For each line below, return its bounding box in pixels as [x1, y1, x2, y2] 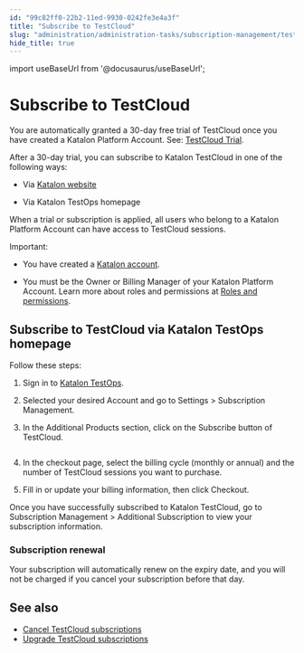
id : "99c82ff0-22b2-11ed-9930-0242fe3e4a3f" [9, 13, 180, 23]
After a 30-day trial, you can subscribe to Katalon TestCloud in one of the [9, 152, 283, 163]
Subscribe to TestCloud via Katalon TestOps [9, 322, 264, 337]
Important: [9, 241, 48, 252]
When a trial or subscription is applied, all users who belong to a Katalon [9, 214, 280, 225]
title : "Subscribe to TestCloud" [9, 22, 136, 31]
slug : [9, 30, 30, 39]
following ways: [9, 162, 68, 173]
